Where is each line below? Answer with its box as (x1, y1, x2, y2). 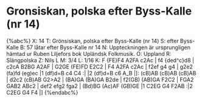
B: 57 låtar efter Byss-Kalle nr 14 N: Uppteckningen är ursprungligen (20, 44, 190, 51)
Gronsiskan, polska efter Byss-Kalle (6, 4, 192, 18)
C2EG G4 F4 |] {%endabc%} (6, 89, 78, 96)
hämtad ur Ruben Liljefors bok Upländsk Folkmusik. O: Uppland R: (6, 50, 172, 57)
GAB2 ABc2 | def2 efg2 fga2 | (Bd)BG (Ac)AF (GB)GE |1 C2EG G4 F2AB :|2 (6, 82, 193, 89)
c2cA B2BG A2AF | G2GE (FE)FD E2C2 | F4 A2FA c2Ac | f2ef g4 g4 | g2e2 (6, 63, 193, 70)
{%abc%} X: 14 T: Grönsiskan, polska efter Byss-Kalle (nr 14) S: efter (6, 37, 179, 44)
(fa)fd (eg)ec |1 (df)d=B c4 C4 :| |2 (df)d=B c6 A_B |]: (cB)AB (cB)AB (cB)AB (6, 69, 197, 76)
